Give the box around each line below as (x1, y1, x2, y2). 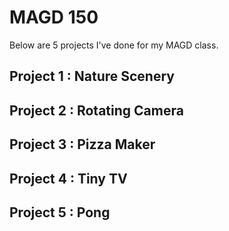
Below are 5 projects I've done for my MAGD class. (9, 39, 219, 51)
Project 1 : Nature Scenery (9, 68, 175, 85)
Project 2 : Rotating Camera (9, 102, 184, 119)
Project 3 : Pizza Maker (9, 136, 156, 153)
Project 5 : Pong (9, 204, 111, 221)
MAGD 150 (9, 6, 99, 29)
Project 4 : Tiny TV (9, 170, 128, 187)
